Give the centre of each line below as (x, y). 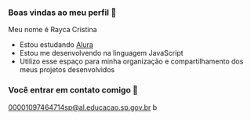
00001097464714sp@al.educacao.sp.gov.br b (83, 107)
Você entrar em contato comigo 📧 (73, 90)
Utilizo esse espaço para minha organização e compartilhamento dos (131, 61)
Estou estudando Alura (56, 45)
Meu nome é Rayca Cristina (53, 30)
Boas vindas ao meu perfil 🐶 (62, 13)
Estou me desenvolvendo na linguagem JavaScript (101, 53)
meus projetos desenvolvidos (67, 70)
